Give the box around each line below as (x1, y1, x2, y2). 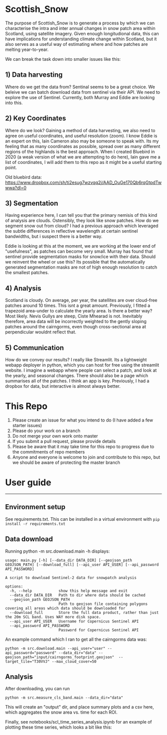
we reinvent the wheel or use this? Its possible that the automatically (5, 259, 145, 265)
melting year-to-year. (5, 46, 49, 52)
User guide (5, 477, 51, 488)
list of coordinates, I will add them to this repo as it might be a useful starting (5, 159, 162, 165)
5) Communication (5, 343, 64, 352)
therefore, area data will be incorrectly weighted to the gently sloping (5, 318, 147, 324)
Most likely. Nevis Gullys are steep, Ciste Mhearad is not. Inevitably (5, 313, 143, 319)
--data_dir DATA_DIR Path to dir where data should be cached (9, 592, 146, 597)
